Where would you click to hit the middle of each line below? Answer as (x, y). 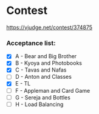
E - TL (23, 84)
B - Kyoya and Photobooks (48, 63)
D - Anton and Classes (43, 77)
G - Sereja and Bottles (43, 97)
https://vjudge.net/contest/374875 (50, 27)
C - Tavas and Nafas (41, 70)
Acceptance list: (31, 43)
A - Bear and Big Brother (46, 56)
